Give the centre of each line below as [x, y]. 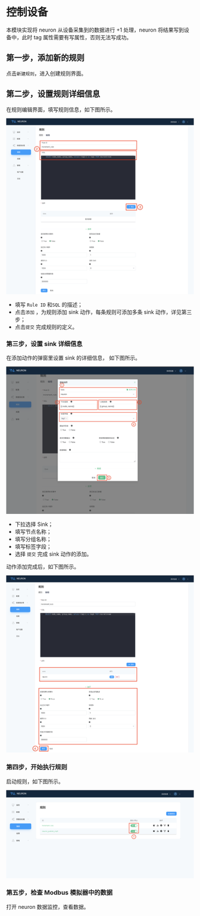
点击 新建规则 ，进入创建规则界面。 [46, 73]
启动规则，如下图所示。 [35, 781]
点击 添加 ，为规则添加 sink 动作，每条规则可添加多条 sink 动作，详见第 [101, 312]
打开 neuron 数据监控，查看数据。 [48, 906]
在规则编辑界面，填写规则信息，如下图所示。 [61, 109]
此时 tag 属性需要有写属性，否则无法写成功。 [77, 37]
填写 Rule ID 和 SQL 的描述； [49, 305]
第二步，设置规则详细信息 [53, 94]
